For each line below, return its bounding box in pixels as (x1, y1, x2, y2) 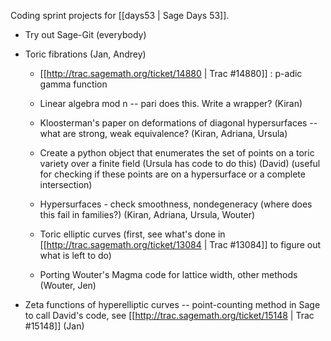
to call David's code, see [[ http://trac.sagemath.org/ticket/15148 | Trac (24, 310, 315, 321)
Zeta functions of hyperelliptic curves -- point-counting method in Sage (24, 299, 321, 310)
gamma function (39, 78, 108, 90)
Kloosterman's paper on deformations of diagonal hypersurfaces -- (39, 117, 318, 129)
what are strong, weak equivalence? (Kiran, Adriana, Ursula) (39, 128, 288, 139)
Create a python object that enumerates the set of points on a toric (39, 147, 315, 159)
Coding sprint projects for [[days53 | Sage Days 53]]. (10, 10, 230, 21)
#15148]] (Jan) (24, 320, 85, 332)
